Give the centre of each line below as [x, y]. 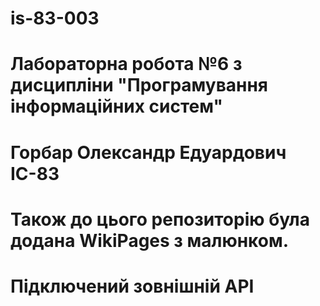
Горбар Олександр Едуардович [148, 152]
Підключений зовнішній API [132, 286]
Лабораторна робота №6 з [126, 64]
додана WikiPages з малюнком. [150, 240]
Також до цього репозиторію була [160, 219]
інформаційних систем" [116, 106]
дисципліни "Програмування [139, 85]
